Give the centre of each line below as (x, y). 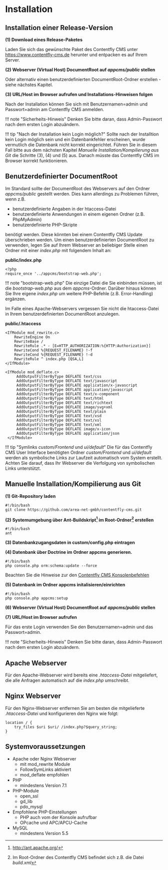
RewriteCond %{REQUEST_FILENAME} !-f (53, 350)
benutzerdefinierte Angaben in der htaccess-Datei (64, 209)
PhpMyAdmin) (27, 219)
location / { (19, 722)
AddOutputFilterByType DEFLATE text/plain (61, 411)
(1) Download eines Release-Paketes (44, 40)
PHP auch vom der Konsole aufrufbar (58, 817)
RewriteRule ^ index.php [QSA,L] (49, 359)
